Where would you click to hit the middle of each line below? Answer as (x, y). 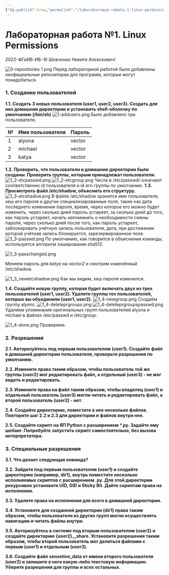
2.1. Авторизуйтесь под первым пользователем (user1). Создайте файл (84, 349)
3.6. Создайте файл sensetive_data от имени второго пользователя (79, 556)
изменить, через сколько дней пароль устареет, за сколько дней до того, (84, 212)
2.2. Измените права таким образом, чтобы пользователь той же (77, 369)
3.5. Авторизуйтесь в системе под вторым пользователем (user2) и (80, 531)
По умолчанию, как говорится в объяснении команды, (104, 239)
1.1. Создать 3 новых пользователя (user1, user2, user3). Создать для (81, 104)
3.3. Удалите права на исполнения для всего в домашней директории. (83, 501)
